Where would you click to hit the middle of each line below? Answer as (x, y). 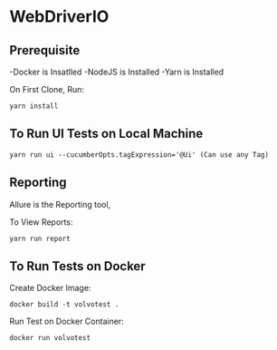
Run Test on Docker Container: (67, 321)
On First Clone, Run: (47, 89)
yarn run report (40, 238)
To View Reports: (41, 222)
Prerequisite (45, 50)
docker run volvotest (50, 338)
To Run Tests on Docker (78, 266)
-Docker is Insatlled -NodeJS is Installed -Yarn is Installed (117, 72)
